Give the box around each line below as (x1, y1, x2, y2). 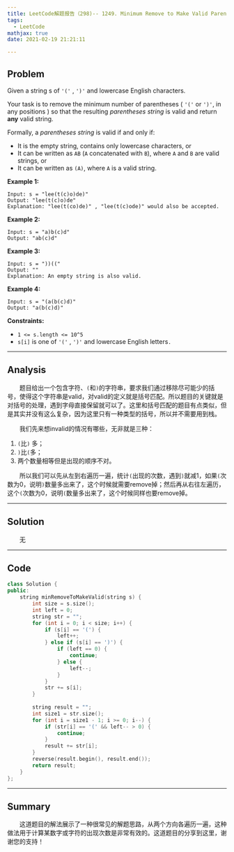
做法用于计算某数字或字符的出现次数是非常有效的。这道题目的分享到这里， (7, 829, 221, 837)
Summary (7, 800, 51, 812)
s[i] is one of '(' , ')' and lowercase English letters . (17, 337, 172, 345)
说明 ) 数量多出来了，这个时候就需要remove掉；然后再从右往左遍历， (29, 480, 225, 488)
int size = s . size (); (32, 600, 95, 607)
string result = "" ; (32, 704, 92, 711)
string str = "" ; (32, 613, 82, 620)
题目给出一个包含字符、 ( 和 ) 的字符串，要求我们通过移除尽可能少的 (19, 384, 209, 392)
